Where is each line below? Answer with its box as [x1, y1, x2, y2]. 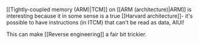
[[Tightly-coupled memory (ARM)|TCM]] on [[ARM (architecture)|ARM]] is [6, 6, 192, 13]
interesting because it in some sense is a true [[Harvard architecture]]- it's [6, 12, 194, 20]
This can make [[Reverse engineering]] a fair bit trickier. [6, 31, 147, 38]
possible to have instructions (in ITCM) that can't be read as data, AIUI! [6, 19, 185, 26]
